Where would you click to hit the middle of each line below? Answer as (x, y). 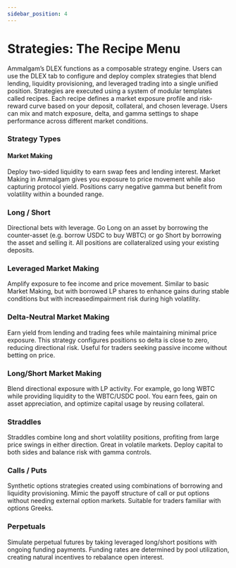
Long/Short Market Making (55, 373)
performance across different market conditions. (78, 121)
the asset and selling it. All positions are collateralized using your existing (113, 242)
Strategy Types (34, 139)
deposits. (21, 250)
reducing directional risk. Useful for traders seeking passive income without (117, 347)
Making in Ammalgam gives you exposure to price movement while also (111, 179)
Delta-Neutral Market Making (58, 317)
